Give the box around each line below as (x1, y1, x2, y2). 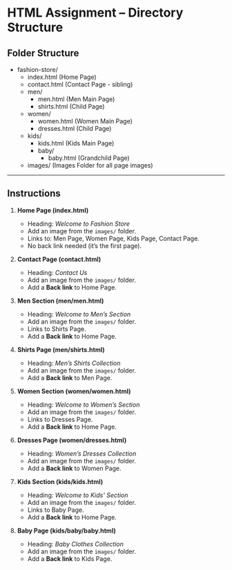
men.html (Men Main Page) (37, 95, 115, 103)
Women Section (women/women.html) (17, 386, 131, 395)
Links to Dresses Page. (27, 415, 93, 423)
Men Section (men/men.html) (17, 296, 104, 305)
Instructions (7, 188, 61, 199)
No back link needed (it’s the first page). (27, 241, 142, 250)
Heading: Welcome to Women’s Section (27, 400, 140, 409)
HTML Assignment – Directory (7, 5, 184, 21)
